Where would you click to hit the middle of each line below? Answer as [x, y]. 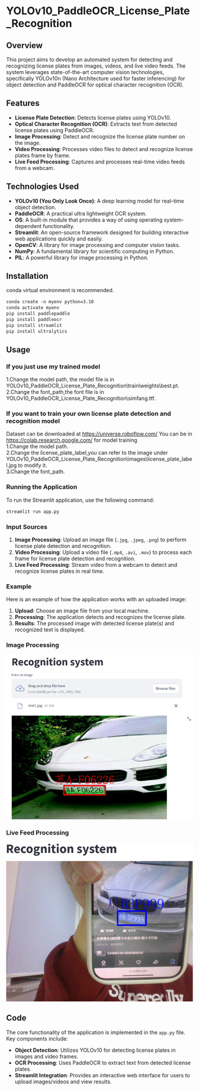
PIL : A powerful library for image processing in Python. [82, 257]
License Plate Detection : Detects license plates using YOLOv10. [93, 117]
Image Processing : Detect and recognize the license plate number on [100, 136]
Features [23, 103]
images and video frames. [46, 1056]
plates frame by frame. [43, 155]
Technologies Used [42, 187]
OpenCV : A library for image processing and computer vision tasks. [97, 245]
